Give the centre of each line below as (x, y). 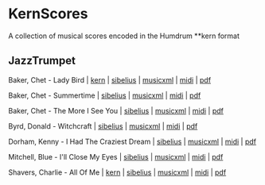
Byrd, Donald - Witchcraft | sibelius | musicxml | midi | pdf (103, 126)
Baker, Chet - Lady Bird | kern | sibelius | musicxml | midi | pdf (110, 79)
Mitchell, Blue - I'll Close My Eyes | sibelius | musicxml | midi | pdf (116, 156)
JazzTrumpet (42, 61)
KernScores (48, 14)
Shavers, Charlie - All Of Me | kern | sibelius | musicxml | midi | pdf (117, 172)
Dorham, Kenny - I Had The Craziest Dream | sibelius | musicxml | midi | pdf (132, 141)
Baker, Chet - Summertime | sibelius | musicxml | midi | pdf (105, 95)
